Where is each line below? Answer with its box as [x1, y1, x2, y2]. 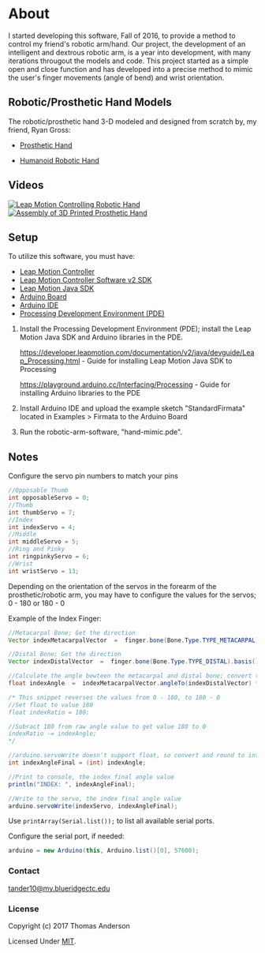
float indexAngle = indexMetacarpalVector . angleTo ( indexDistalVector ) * [8, 680, 259, 688]
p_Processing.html [19, 356, 80, 366]
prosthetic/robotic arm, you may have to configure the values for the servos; [8, 590, 256, 599]
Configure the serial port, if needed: [8, 831, 125, 841]
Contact [8, 865, 40, 876]
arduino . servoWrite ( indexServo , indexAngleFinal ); [8, 802, 178, 810]
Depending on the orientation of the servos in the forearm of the [8, 581, 217, 591]
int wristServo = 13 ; [8, 567, 80, 575]
